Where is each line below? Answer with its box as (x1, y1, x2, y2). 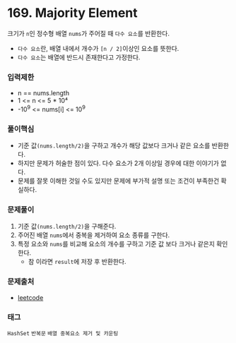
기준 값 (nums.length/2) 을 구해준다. (17, 222, 117, 231)
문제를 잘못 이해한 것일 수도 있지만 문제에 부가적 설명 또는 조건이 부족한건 (17, 176, 220, 185)
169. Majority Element (7, 5, 138, 21)
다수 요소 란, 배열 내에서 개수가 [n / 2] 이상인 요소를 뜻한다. (17, 44, 179, 52)
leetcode (17, 293, 44, 301)
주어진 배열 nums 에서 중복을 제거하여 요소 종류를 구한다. (17, 231, 170, 239)
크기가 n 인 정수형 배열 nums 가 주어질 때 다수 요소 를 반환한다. (7, 29, 170, 37)
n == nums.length (17, 89, 69, 97)
